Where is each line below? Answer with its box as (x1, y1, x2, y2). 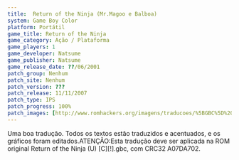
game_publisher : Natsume (7, 57, 81, 64)
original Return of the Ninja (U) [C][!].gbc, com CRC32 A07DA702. (7, 144, 201, 153)
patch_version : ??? (7, 83, 65, 90)
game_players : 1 (7, 43, 55, 50)
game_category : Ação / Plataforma (7, 37, 110, 44)
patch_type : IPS (7, 97, 55, 104)
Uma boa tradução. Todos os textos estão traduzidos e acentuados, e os (7, 129, 221, 137)
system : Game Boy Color (7, 17, 78, 24)
